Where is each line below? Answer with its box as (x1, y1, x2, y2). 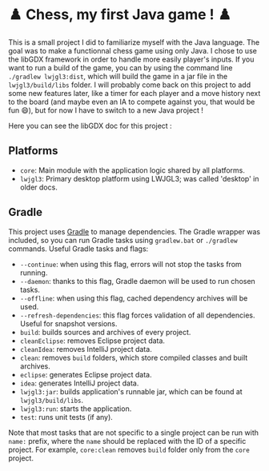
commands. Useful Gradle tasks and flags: (8, 244, 149, 253)
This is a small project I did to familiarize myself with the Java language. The (8, 37, 260, 47)
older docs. (19, 182, 58, 192)
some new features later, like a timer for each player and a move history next (8, 88, 261, 98)
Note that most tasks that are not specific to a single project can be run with (8, 428, 259, 437)
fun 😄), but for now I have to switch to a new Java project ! (8, 105, 204, 115)
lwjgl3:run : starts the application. (19, 404, 132, 413)
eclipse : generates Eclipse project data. (19, 369, 152, 379)
